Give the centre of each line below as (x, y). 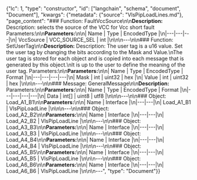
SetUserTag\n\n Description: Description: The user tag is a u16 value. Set (94, 46)
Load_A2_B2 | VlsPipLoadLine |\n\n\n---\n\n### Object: (74, 121)
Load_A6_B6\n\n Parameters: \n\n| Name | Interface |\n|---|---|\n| (85, 165)
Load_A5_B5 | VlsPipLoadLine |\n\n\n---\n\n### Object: (74, 159)
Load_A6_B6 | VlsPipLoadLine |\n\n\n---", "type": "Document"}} (83, 171)
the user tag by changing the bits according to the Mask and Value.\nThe (94, 52)
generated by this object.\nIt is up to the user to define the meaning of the (96, 65)
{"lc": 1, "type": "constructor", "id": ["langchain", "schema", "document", (93, 9)
